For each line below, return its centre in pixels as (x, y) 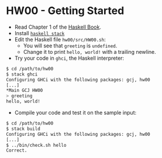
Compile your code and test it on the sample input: (75, 113)
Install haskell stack (39, 33)
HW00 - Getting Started (65, 11)
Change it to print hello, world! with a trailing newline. (89, 51)
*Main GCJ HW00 (25, 91)
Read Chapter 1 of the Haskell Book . (58, 27)
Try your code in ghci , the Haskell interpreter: (69, 58)
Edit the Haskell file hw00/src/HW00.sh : (60, 39)
